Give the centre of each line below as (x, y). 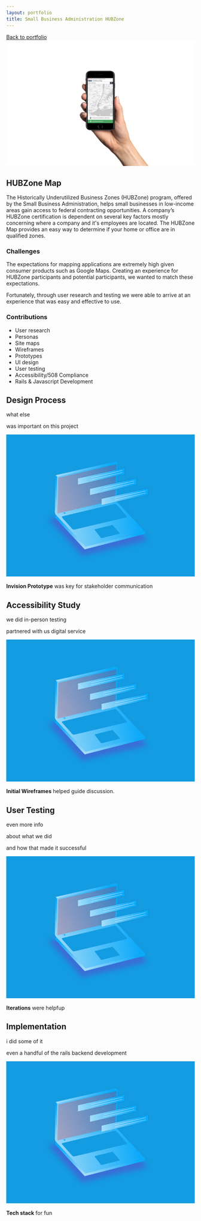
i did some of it (25, 1041)
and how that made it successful (46, 848)
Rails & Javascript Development (54, 381)
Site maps (27, 343)
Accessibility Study (43, 605)
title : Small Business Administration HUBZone (65, 19)
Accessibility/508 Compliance (51, 375)
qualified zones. (26, 236)
